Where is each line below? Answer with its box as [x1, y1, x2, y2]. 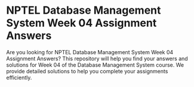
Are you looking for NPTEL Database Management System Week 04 [6, 48, 174, 55]
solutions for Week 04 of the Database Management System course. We [6, 61, 184, 69]
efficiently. [6, 74, 32, 81]
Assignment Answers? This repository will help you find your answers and [6, 55, 188, 62]
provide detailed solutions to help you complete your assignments [6, 67, 168, 74]
